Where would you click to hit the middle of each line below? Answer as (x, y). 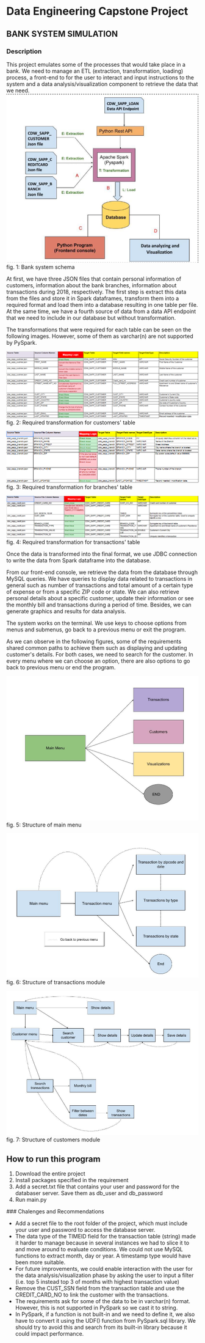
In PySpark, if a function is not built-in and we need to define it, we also (105, 1314)
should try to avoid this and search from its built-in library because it (101, 1327)
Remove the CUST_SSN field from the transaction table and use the (100, 1289)
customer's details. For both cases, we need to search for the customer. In (100, 655)
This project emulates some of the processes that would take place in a (96, 64)
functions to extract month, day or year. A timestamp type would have (103, 1256)
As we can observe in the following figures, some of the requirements (94, 642)
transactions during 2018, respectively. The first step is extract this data (96, 292)
